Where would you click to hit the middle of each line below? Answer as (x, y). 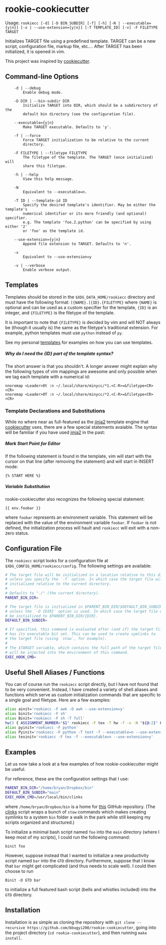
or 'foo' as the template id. (54, 231)
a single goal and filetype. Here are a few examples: (58, 700)
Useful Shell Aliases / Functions (55, 672)
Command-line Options (42, 77)
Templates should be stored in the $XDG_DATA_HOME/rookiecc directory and (80, 297)
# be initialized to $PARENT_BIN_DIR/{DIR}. (52, 616)
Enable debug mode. (43, 92)
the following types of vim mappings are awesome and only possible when (81, 371)
